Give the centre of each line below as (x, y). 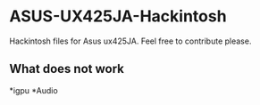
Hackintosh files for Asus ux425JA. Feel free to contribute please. (130, 41)
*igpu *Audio (34, 90)
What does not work (67, 69)
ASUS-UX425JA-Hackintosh (118, 16)
